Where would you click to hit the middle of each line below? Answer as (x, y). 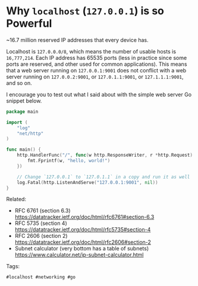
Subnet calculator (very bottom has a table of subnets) (82, 249)
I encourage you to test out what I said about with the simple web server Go (99, 94)
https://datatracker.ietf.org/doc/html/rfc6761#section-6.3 (84, 217)
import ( (17, 122)
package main (22, 112)
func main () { (24, 150)
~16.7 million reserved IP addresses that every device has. (77, 40)
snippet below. (24, 101)
